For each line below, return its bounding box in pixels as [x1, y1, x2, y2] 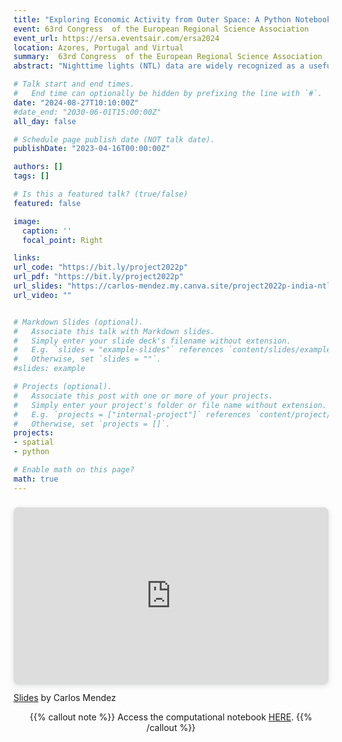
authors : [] [13, 162, 63, 172]
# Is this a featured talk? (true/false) [13, 189, 189, 199]
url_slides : [13, 281, 63, 291]
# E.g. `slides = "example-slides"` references [13, 345, 225, 355]
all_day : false [13, 116, 77, 126]
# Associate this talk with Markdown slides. [13, 326, 216, 336]
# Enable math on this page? [13, 465, 135, 475]
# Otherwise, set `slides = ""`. [13, 354, 162, 365]
